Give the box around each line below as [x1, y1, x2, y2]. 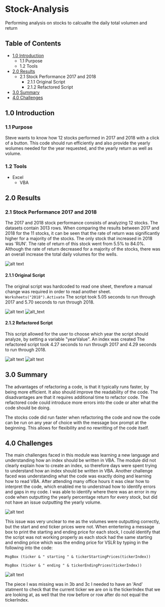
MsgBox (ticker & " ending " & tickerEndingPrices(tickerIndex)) [5, 563, 142, 568]
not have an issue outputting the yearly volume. [5, 499, 102, 505]
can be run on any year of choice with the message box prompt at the [5, 419, 147, 426]
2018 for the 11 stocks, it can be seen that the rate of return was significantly [5, 230, 160, 236]
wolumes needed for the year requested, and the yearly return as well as [5, 145, 153, 151]
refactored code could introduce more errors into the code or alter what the [5, 399, 159, 405]
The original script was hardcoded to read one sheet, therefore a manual [5, 283, 153, 289]
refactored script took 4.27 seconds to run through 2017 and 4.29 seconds [5, 341, 157, 347]
